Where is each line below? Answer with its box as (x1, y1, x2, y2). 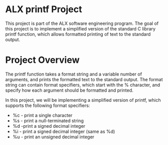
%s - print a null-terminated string (12, 118, 84, 124)
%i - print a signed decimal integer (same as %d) (12, 128, 115, 134)
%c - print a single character (12, 112, 73, 118)
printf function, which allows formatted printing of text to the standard (5, 31, 151, 37)
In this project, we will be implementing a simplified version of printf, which (5, 97, 161, 103)
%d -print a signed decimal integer (12, 123, 86, 129)
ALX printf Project (5, 4, 82, 15)
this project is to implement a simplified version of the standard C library (5, 25, 156, 31)
